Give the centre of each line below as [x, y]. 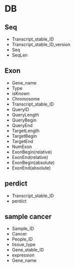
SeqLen [20, 55]
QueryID [20, 109]
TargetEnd [22, 141]
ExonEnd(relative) [30, 157]
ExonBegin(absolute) [33, 162]
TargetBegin [24, 136]
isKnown [21, 93]
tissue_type [24, 244]
